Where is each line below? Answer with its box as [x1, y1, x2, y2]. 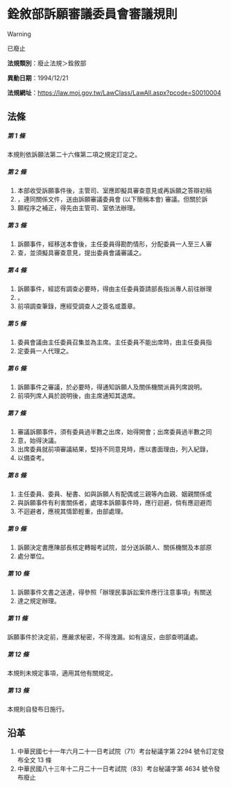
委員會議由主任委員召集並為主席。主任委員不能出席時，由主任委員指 [17, 338, 212, 346]
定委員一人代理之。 [17, 347, 73, 355]
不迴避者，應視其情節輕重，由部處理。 [17, 507, 127, 515]
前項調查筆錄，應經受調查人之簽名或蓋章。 [17, 302, 139, 310]
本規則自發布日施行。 [7, 705, 68, 713]
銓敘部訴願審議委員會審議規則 [7, 6, 178, 22]
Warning [7, 29, 31, 38]
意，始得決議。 [17, 436, 60, 445]
